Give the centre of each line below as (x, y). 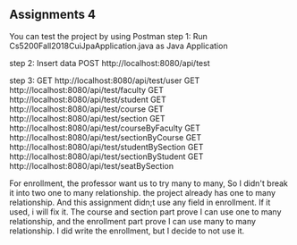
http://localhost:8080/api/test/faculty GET (86, 89)
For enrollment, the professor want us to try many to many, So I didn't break (149, 183)
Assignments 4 (53, 15)
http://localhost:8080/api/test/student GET (88, 99)
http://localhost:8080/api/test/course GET (86, 109)
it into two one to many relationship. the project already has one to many (142, 192)
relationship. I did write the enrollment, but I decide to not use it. (127, 231)
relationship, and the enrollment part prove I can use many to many (133, 221)
